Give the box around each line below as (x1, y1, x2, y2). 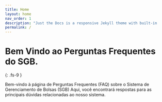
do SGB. (5, 56, 38, 67)
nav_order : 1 (5, 16, 32, 21)
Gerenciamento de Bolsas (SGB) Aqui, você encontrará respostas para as (5, 87, 152, 92)
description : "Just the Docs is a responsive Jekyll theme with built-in (5, 20, 158, 26)
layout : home (5, 12, 32, 16)
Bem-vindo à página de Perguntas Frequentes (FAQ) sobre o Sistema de (5, 82, 149, 87)
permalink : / (5, 25, 32, 30)
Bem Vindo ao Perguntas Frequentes (5, 46, 156, 57)
